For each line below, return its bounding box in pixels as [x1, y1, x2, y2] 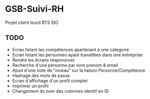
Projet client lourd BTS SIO [5, 20, 59, 25]
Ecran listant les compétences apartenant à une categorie [12, 46, 129, 52]
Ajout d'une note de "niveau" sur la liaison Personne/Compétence [12, 67, 146, 73]
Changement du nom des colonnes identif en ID [12, 88, 109, 94]
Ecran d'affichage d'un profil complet [12, 78, 88, 83]
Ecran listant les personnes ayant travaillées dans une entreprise [12, 52, 143, 58]
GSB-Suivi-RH [5, 3, 64, 15]
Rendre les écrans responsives [12, 57, 75, 63]
